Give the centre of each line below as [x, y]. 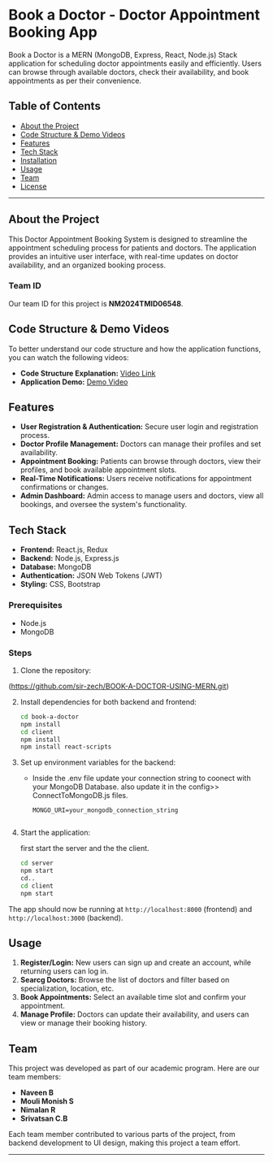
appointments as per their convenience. [75, 80]
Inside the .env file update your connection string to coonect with [141, 779]
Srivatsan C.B [44, 1118]
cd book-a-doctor [50, 717]
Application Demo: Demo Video [74, 382]
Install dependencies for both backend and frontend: [108, 701]
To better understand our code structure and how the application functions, [135, 349]
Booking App [53, 32]
